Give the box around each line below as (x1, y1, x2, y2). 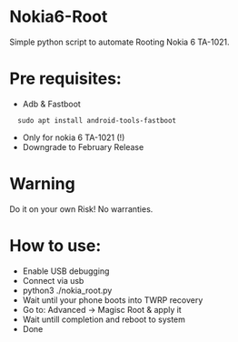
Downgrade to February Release (22, 141, 144, 152)
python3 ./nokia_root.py (22, 285, 113, 296)
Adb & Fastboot (22, 98, 82, 109)
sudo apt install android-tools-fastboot (17, 116, 177, 125)
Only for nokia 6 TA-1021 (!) (22, 132, 125, 143)
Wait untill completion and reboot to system (22, 314, 186, 325)
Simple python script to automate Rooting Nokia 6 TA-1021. (9, 36, 230, 47)
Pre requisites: (9, 68, 123, 89)
